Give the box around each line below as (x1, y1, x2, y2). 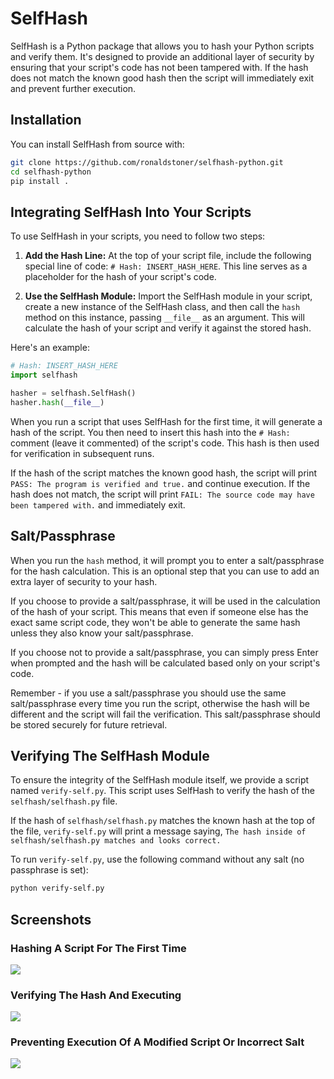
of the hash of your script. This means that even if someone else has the (10, 605, 309, 617)
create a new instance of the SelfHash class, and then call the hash (24, 301, 301, 313)
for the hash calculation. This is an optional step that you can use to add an (10, 565, 320, 577)
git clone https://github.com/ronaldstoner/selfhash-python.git (10, 157, 284, 167)
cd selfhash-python (10, 167, 92, 177)
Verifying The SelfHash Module (10, 747, 210, 764)
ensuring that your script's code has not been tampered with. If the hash (10, 61, 309, 73)
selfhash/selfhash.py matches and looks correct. (10, 836, 222, 846)
